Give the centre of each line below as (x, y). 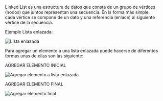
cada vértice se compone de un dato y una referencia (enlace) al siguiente (80, 17)
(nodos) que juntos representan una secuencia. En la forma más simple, (78, 12)
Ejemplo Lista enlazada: (29, 32)
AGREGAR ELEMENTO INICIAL (36, 65)
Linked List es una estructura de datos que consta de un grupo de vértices (80, 7)
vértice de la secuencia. (29, 22)
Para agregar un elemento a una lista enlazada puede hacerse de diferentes (81, 51)
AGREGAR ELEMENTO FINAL (34, 84)
